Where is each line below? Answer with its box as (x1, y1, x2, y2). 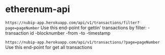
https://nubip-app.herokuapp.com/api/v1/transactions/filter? (5, 20, 140, 25)
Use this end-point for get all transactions (5, 44, 92, 50)
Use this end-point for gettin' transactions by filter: (40, 24, 147, 31)
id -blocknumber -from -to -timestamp (29, 30, 111, 36)
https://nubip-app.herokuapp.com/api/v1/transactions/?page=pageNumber (5, 39, 160, 45)
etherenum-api (5, 4, 70, 15)
